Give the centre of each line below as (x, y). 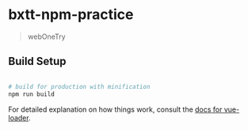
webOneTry (46, 36)
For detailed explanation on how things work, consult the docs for (115, 109)
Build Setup (37, 61)
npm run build (32, 94)
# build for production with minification (79, 86)
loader (19, 117)
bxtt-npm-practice (71, 15)
